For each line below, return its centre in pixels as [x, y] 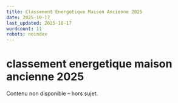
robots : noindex [27, 34]
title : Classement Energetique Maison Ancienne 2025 [74, 12]
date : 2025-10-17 [28, 17]
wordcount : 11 [24, 29]
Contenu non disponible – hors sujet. [52, 93]
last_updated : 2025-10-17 [39, 23]
